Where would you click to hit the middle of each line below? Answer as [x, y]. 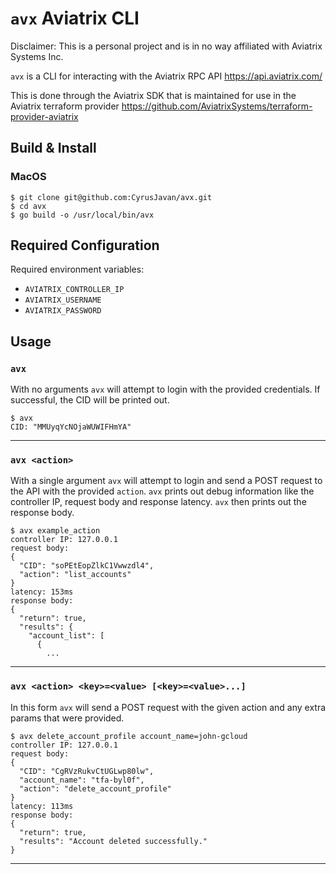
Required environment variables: [77, 269]
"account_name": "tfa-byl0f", [82, 780]
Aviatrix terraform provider [65, 106]
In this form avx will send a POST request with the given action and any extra [168, 707]
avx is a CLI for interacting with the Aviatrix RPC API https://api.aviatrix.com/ [166, 76]
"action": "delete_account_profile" [95, 788]
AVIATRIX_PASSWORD [63, 311]
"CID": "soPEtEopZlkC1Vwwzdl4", [87, 566]
